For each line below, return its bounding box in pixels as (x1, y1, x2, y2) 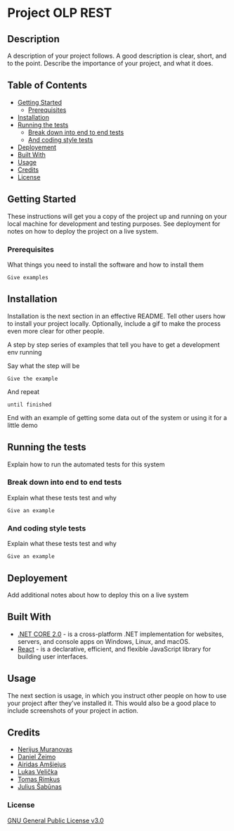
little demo (7, 421, 38, 429)
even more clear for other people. (7, 326, 105, 335)
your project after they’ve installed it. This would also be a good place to (7, 699, 216, 707)
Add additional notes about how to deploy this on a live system (7, 590, 189, 599)
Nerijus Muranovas (17, 745, 72, 754)
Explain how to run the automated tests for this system (7, 459, 165, 469)
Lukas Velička (17, 768, 58, 776)
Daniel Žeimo (17, 753, 56, 761)
